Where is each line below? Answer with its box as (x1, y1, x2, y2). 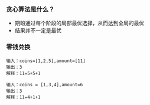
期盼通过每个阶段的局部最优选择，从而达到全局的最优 (14, 19, 145, 27)
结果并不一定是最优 (14, 27, 62, 34)
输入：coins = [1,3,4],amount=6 (6, 82, 83, 87)
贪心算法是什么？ (6, 5, 55, 13)
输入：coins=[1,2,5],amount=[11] (6, 57, 86, 64)
